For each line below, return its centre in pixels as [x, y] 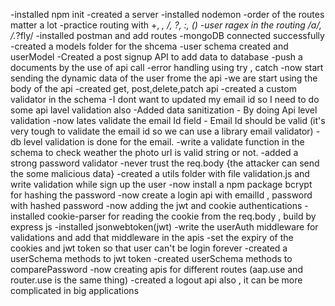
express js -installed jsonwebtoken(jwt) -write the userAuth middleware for [164, 227]
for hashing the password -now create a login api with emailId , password [161, 195]
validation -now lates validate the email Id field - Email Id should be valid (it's [168, 120]
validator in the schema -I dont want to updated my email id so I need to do [165, 99]
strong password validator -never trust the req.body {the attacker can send [165, 163]
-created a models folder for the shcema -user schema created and [149, 46]
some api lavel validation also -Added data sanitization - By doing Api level [164, 110]
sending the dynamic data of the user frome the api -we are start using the [164, 78]
